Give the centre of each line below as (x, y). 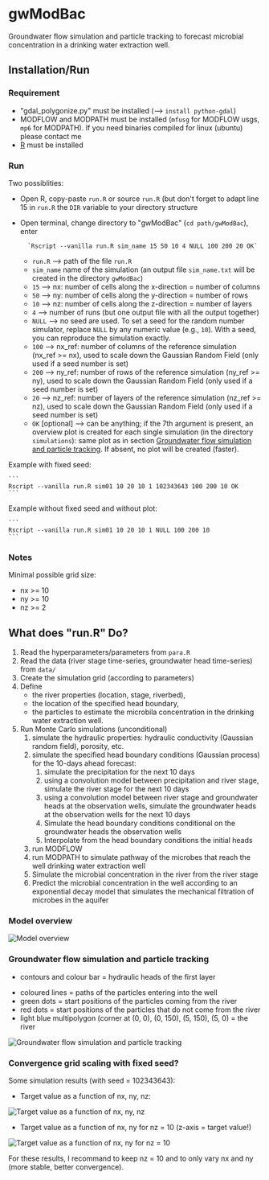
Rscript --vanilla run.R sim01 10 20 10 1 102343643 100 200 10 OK (124, 486)
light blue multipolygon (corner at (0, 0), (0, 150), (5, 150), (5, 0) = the (134, 1018)
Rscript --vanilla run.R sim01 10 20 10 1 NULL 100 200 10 (109, 530)
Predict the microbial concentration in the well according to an (135, 883)
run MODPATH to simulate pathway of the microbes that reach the (141, 857)
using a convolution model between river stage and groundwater (151, 798)
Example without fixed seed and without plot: (83, 508)
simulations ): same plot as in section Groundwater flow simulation (142, 440)
